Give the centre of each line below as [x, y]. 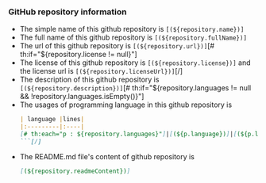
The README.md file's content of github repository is [107, 156]
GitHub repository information [67, 12]
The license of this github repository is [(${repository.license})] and [135, 63]
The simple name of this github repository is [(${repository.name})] [132, 29]
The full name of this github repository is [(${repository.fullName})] [133, 37]
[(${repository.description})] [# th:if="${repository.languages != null [135, 88]
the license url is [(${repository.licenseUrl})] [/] [101, 71]
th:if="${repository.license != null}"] [78, 55]
